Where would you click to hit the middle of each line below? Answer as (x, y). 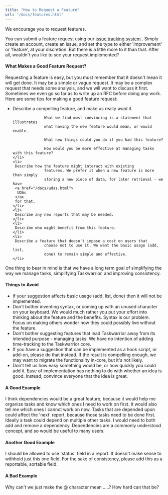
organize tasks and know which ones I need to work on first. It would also (81, 404)
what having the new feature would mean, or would (98, 126)
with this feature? (33, 153)
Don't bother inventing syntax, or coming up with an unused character (85, 306)
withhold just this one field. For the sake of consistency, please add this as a (84, 459)
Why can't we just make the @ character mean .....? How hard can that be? (82, 487)
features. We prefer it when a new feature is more (99, 171)
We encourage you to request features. (46, 29)
